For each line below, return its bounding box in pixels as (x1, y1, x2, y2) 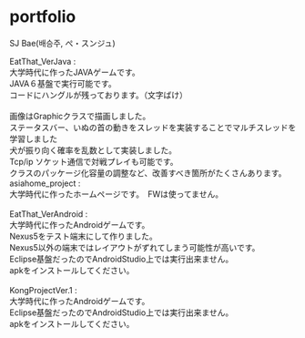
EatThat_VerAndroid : (9, 208, 88, 220)
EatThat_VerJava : (9, 56, 76, 67)
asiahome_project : (9, 178, 81, 189)
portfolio (9, 6, 76, 27)
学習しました (9, 133, 57, 144)
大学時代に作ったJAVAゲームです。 (9, 67, 140, 77)
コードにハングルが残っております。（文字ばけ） (9, 89, 188, 100)
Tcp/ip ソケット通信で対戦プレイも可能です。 (9, 156, 179, 167)
